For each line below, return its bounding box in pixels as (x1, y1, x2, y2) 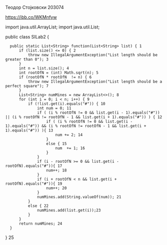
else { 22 (27, 203, 49, 208)
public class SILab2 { (5, 34, 49, 40)
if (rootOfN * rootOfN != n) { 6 (18, 75, 92, 80)
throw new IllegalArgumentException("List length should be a (27, 79, 162, 84)
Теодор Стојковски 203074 (5, 5, 64, 10)
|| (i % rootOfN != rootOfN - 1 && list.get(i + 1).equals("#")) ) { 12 (5, 115, 162, 120)
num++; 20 (46, 186, 67, 191)
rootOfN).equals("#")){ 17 (5, 163, 62, 168)
